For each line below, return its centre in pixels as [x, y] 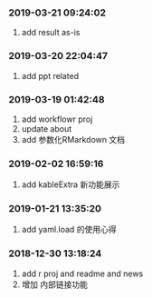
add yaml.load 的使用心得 [69, 230]
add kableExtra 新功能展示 [71, 184]
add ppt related [50, 75]
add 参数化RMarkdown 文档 [73, 139]
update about [47, 128]
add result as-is [51, 33]
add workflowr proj [57, 119]
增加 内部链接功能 [54, 284]
